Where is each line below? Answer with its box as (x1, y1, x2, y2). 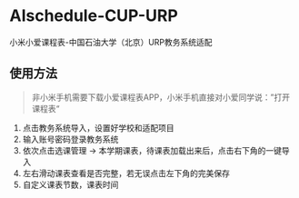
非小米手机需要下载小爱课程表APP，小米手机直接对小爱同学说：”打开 (31, 92, 291, 103)
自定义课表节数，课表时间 (22, 179, 119, 190)
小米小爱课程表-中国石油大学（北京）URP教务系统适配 (9, 36, 213, 47)
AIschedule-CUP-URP (9, 5, 179, 26)
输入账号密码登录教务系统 (22, 134, 119, 144)
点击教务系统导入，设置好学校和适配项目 (22, 122, 174, 133)
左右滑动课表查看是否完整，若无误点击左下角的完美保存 (22, 167, 230, 178)
